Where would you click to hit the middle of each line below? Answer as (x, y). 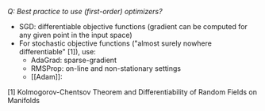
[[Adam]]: (46, 77)
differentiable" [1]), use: (57, 52)
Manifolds (24, 100)
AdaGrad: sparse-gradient (73, 60)
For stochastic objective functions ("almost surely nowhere (115, 43)
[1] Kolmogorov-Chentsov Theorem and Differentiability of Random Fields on (132, 92)
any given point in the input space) (75, 35)
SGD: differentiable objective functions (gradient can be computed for (133, 26)
